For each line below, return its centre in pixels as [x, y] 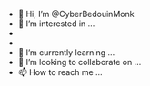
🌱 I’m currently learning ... [66, 53]
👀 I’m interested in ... [56, 24]
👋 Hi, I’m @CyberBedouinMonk [76, 14]
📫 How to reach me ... [60, 72]
